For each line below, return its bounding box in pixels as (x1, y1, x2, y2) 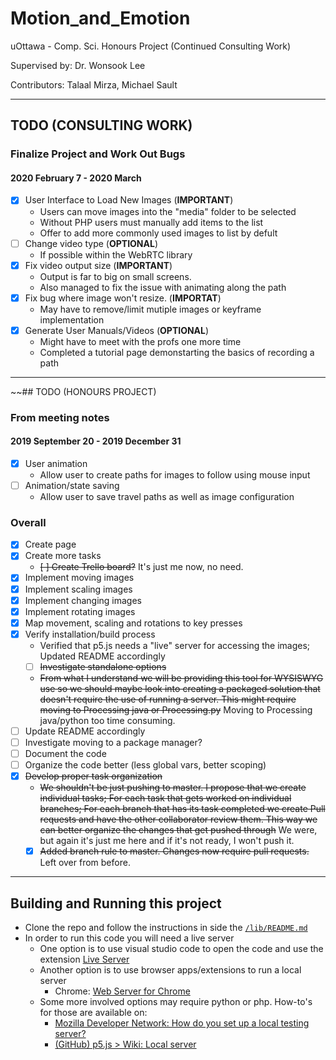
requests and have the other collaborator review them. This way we (39, 813, 318, 826)
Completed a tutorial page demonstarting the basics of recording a (39, 346, 315, 358)
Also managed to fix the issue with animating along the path (39, 281, 287, 293)
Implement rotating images (24, 605, 136, 617)
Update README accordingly (24, 725, 146, 737)
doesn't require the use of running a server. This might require (39, 693, 297, 705)
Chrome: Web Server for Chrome (54, 985, 191, 997)
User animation (24, 457, 88, 469)
